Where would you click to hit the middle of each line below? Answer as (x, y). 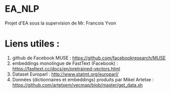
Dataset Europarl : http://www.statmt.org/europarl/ (65, 74)
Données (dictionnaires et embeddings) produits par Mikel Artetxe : (83, 79)
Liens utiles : (32, 44)
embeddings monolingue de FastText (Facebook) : (65, 63)
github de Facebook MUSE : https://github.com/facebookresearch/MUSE (89, 58)
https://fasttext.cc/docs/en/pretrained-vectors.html (66, 68)
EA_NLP (22, 9)
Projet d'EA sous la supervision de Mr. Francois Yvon (60, 23)
